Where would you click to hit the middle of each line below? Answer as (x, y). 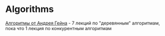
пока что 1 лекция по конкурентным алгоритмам (58, 28)
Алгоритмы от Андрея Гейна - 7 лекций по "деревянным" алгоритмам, (83, 23)
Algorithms (30, 9)
